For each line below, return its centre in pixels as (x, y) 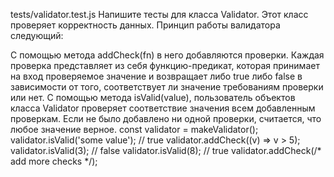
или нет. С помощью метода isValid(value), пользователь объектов (153, 97)
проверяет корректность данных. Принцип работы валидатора (145, 25)
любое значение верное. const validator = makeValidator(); (134, 129)
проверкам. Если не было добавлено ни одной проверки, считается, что (166, 118)
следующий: (37, 35)
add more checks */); (54, 161)
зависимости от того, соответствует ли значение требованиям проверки (167, 87)
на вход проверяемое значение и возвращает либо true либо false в (156, 76)
